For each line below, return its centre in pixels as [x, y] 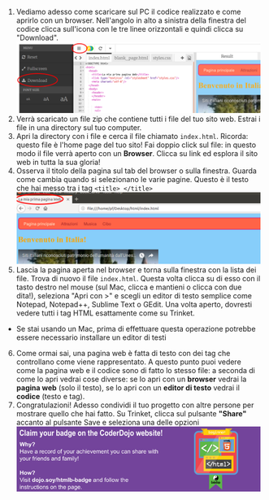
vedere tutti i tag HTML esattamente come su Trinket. [105, 313]
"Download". [37, 37]
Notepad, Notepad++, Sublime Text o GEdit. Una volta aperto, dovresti [134, 304]
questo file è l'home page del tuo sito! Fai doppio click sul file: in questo [136, 145]
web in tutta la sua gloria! [58, 162]
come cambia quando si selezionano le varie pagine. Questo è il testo [132, 179]
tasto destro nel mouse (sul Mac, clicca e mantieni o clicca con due [129, 287]
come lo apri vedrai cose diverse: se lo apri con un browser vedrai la [131, 379]
